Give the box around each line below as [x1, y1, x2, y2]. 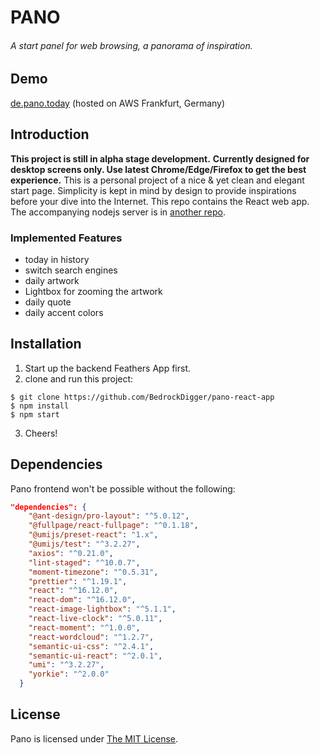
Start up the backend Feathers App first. [24, 362, 191, 374]
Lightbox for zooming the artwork [24, 285, 163, 297]
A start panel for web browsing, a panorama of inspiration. [10, 39, 253, 51]
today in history [24, 253, 90, 265]
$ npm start [10, 409, 60, 420]
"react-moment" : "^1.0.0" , [28, 622, 141, 633]
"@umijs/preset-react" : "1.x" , [28, 530, 159, 540]
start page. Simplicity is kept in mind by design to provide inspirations [10, 184, 297, 196]
